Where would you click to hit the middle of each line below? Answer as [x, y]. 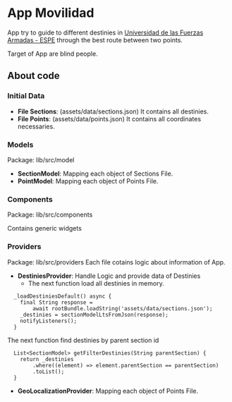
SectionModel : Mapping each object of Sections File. [95, 173]
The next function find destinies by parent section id [83, 340]
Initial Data [26, 96]
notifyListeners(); [49, 321]
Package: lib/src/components [50, 215]
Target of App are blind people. [53, 54]
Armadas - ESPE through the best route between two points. [95, 39]
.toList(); [49, 372]
